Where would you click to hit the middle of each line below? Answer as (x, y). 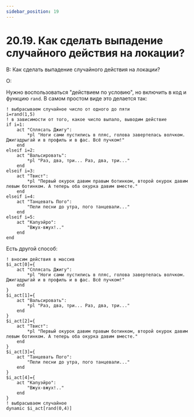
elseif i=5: (21, 217)
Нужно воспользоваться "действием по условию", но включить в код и (96, 92)
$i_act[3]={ (21, 352)
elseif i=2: (21, 150)
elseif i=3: (21, 171)
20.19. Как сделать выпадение (85, 40)
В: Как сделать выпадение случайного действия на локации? (83, 69)
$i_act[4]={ (21, 377)
